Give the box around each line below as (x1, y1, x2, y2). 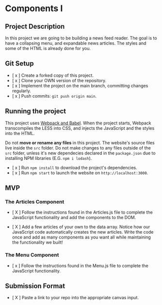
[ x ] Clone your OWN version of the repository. (12, 77, 107, 83)
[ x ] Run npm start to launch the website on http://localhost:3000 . (12, 169, 148, 175)
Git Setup (5, 59, 34, 68)
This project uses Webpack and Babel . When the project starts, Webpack (5, 120, 151, 126)
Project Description (5, 22, 65, 31)
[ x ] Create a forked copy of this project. (12, 72, 94, 78)
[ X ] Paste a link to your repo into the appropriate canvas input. (12, 295, 139, 301)
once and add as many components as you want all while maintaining (12, 234, 151, 240)
